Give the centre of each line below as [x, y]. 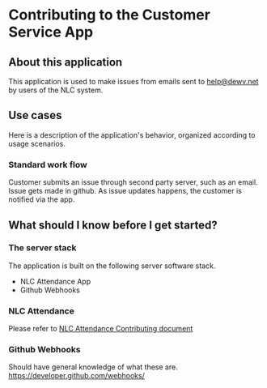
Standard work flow [48, 164]
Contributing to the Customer [109, 15]
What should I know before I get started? [113, 225]
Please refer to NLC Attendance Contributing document [101, 329]
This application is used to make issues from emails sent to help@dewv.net [133, 81]
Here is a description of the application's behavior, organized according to [132, 134]
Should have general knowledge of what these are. [93, 367]
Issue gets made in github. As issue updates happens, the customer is [125, 191]
